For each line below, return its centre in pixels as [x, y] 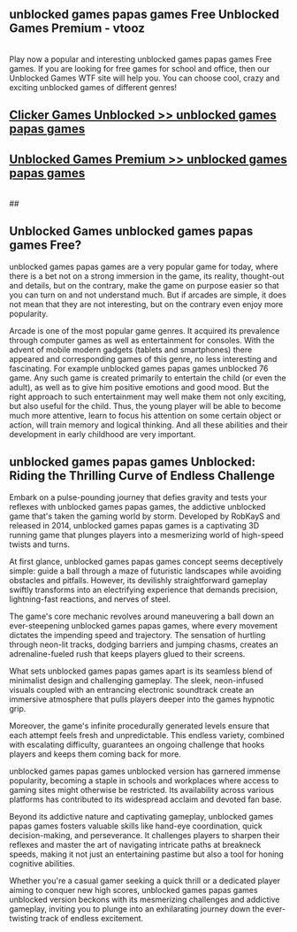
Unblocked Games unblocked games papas [131, 231]
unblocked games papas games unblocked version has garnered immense [145, 771]
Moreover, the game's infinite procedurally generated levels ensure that [139, 726]
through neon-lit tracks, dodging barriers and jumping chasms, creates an [144, 644]
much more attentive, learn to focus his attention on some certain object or [145, 415]
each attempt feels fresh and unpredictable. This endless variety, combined [147, 735]
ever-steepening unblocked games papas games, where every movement [144, 625]
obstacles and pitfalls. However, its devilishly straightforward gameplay [138, 580]
